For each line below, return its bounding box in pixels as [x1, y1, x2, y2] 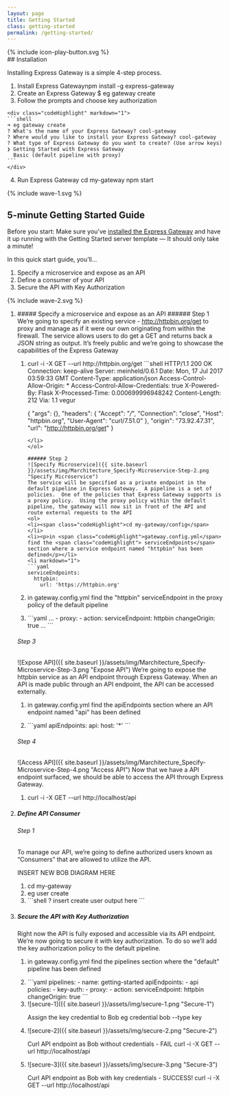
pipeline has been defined [27, 965, 102, 973]
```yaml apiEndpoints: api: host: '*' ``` [27, 722, 131, 730]
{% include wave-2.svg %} [7, 297, 84, 305]
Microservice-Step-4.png [16, 766, 89, 774]
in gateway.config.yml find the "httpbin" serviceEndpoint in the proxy [27, 593, 223, 602]
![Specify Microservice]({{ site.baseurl [27, 461, 148, 468]
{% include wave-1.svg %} [7, 190, 82, 198]
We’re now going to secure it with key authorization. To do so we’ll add [16, 937, 218, 945]
